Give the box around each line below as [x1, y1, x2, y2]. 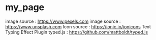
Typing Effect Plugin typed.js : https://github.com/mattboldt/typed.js [5, 29, 148, 35]
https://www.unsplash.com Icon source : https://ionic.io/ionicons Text [5, 23, 151, 29]
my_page [5, 2, 45, 13]
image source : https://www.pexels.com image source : [5, 18, 121, 24]
